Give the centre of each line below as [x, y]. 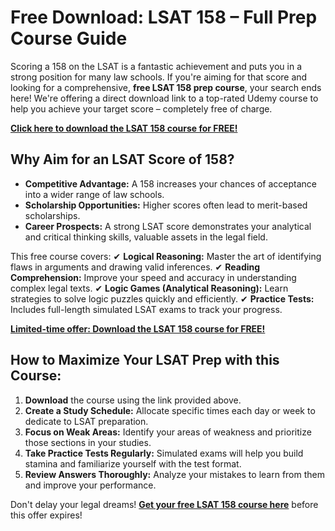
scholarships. [52, 215]
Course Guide [69, 38]
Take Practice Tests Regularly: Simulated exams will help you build [164, 453]
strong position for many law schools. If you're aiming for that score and [159, 77]
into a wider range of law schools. [94, 194]
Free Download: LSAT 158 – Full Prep [164, 17]
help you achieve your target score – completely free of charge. [141, 108]
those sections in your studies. [88, 442]
